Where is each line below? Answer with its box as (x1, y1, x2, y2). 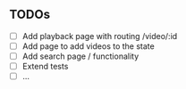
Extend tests (21, 61, 69, 71)
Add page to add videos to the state (21, 40, 155, 52)
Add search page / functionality (21, 51, 139, 61)
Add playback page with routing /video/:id (21, 30, 178, 41)
